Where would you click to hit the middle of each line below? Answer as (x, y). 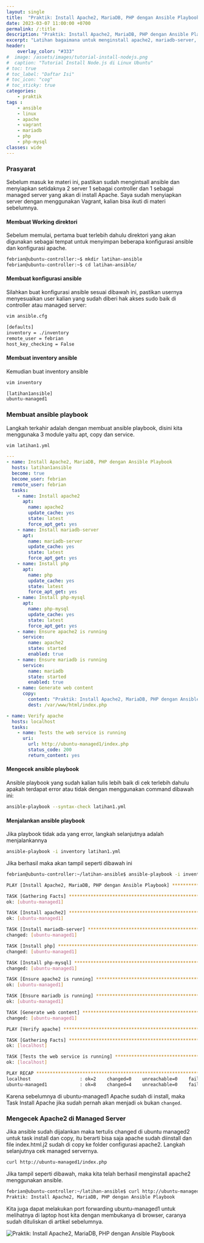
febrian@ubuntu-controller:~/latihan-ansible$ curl (73, 1191)
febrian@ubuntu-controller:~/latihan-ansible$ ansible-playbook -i (93, 874)
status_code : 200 (50, 750)
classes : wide (24, 147)
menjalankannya (27, 841)
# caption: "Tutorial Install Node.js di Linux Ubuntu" (80, 63)
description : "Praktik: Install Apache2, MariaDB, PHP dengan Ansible (97, 35)
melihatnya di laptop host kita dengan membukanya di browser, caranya (96, 1215)
